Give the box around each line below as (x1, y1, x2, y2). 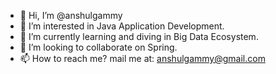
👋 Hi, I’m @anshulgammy (19, 10, 123, 21)
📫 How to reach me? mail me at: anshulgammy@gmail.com (19, 53, 266, 64)
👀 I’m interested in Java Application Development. (19, 20, 225, 32)
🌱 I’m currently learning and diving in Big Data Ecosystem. (19, 31, 259, 42)
